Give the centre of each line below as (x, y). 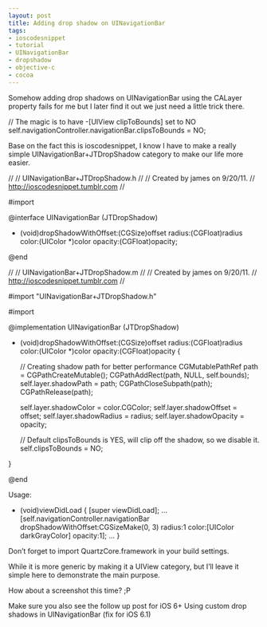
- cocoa (21, 75)
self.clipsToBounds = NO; (61, 448)
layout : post (30, 16)
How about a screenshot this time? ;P (70, 590)
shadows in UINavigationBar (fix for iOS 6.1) (80, 614)
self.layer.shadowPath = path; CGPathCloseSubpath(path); (116, 383)
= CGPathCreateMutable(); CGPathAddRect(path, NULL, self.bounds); (134, 375)
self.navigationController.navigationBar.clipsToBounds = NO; (107, 130)
